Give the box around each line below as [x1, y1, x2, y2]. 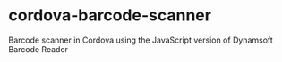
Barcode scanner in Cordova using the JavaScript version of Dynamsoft [8, 35, 274, 45]
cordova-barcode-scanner [8, 5, 212, 26]
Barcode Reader [8, 43, 69, 54]
